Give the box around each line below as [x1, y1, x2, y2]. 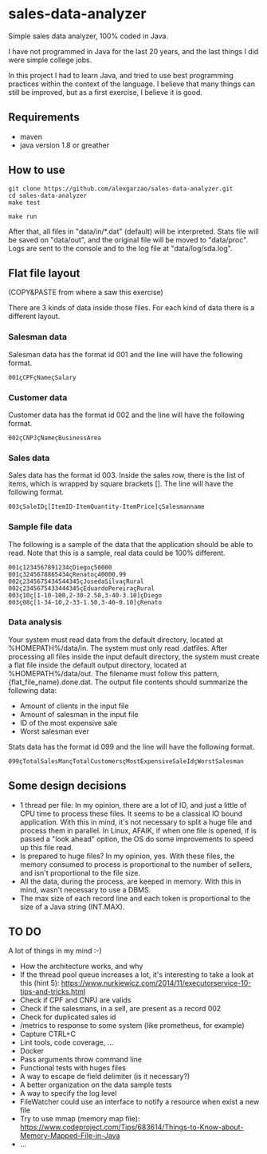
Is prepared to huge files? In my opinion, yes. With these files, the [19, 851, 235, 861]
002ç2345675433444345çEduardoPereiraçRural [8, 584, 155, 593]
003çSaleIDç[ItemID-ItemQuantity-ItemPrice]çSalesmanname [8, 503, 205, 511]
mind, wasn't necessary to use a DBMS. [19, 884, 151, 894]
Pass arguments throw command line [19, 1054, 142, 1065]
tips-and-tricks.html [19, 987, 86, 997]
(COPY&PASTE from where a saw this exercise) [8, 288, 163, 297]
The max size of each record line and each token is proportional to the [19, 893, 251, 903]
